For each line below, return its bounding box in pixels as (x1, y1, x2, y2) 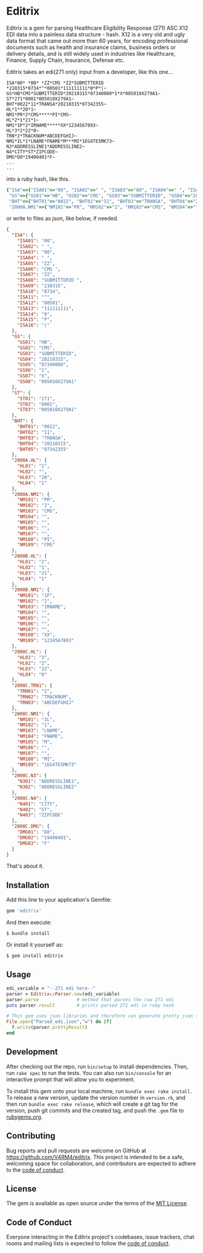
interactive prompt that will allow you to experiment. (6, 1076, 135, 1083)
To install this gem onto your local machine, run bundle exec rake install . (6, 1087, 192, 1094)
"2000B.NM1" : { (11, 587, 50, 593)
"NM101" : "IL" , (17, 716, 56, 722)
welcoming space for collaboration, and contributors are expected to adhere (6, 1160, 196, 1167)
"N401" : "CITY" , (17, 801, 59, 807)
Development (6, 1046, 59, 1057)
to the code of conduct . (6, 1166, 65, 1173)
